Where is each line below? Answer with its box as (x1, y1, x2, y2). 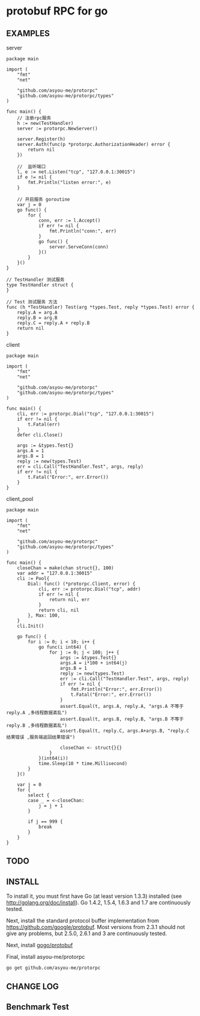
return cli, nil (38, 607, 79, 613)
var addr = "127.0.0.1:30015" (17, 570, 93, 576)
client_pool (6, 496, 34, 502)
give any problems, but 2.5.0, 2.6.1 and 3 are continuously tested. (6, 930, 167, 937)
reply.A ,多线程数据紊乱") (6, 710, 67, 716)
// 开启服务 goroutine (17, 197, 70, 203)
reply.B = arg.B (17, 315, 58, 321)
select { (28, 792, 50, 798)
